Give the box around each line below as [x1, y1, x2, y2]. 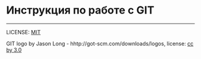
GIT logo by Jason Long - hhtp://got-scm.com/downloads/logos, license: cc [6, 40, 194, 47]
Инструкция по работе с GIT [6, 4, 154, 17]
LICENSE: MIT [6, 28, 41, 35]
